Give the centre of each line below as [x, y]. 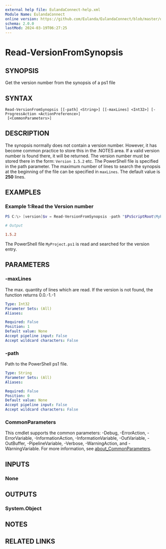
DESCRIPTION [27, 133]
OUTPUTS [21, 494]
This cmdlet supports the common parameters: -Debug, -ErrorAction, [76, 433]
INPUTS [17, 464]
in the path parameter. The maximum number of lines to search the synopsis [83, 166]
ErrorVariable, [19, 438]
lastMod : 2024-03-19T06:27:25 [36, 28]
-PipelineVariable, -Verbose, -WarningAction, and [77, 444]
